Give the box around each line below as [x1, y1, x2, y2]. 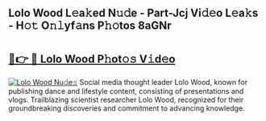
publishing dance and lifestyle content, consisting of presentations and [8, 87, 244, 95]
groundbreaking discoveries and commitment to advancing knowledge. [8, 103, 245, 113]
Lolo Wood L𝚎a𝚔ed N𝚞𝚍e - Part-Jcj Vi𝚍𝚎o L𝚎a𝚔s [8, 6, 259, 20]
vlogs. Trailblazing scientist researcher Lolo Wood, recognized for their [8, 95, 244, 104]
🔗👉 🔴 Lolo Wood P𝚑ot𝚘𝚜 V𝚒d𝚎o [8, 52, 176, 66]
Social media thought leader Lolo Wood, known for [79, 78, 248, 87]
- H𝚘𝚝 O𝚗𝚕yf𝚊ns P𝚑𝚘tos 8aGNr [8, 19, 172, 33]
